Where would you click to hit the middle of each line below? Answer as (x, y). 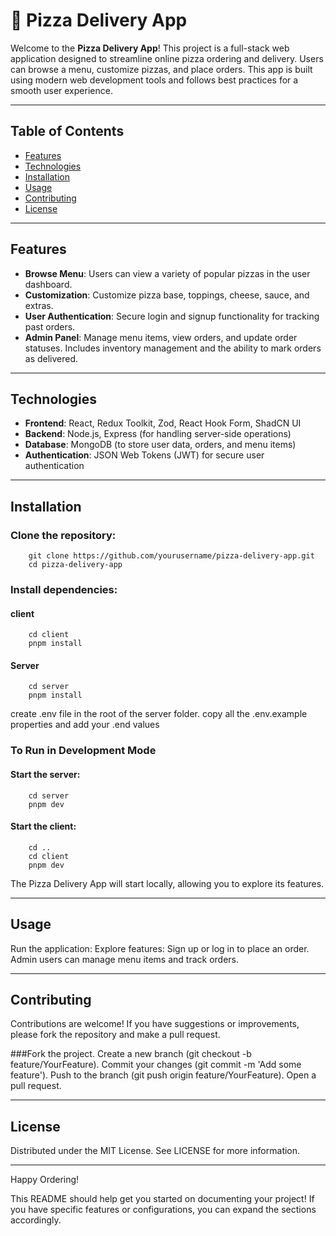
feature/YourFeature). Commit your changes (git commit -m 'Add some (156, 1065)
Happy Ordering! (45, 1180)
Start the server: (45, 774)
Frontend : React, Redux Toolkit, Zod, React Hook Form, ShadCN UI (163, 423)
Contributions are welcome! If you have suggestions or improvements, (155, 1024)
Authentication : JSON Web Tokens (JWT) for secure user (144, 455)
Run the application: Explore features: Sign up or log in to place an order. (160, 948)
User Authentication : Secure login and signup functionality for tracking (172, 316)
